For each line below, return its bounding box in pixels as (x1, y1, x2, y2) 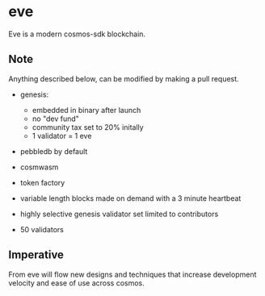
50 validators (19, 224, 65, 234)
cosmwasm (19, 162, 59, 172)
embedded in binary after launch (32, 105, 141, 115)
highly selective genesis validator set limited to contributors (19, 209, 219, 219)
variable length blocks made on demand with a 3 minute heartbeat (19, 193, 242, 203)
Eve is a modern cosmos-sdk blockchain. (8, 29, 146, 39)
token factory (19, 177, 65, 187)
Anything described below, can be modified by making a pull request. (8, 73, 240, 83)
